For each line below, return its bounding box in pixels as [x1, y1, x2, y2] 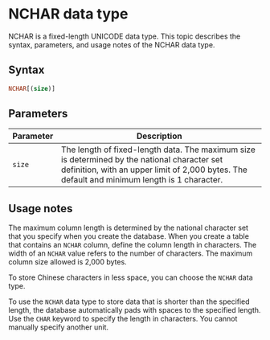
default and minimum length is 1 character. [60, 174, 223, 186]
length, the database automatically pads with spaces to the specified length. [8, 305, 261, 315]
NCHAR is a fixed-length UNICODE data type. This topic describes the [8, 31, 241, 41]
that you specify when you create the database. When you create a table [8, 231, 249, 241]
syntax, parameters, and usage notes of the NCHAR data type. [8, 39, 215, 49]
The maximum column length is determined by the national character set [8, 223, 249, 233]
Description [136, 130, 182, 141]
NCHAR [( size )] [8, 84, 56, 92]
